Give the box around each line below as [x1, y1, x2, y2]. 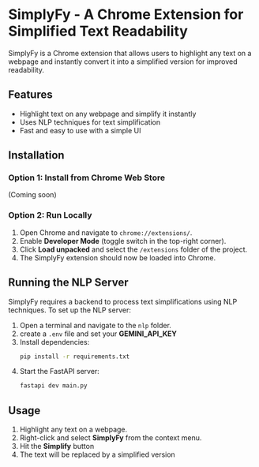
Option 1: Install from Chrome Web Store [8, 172, 166, 183]
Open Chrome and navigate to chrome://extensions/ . [19, 227, 193, 237]
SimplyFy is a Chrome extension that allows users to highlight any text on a [8, 48, 252, 58]
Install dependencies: [19, 337, 90, 346]
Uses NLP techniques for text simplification [19, 117, 161, 127]
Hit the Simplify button [19, 442, 95, 451]
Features [8, 88, 53, 102]
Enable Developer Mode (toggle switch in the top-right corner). [19, 236, 227, 245]
